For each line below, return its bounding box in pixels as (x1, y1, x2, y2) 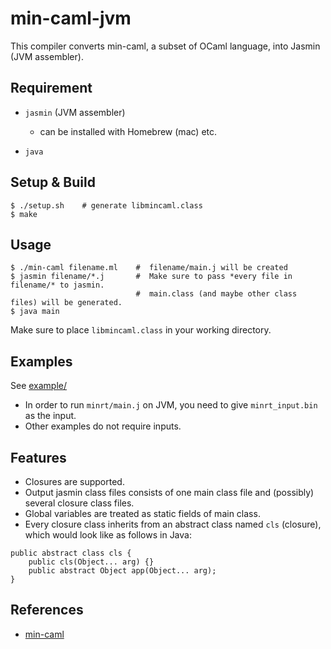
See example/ (10, 380, 68, 392)
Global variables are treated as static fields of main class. (24, 508, 261, 519)
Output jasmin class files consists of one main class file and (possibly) (24, 487, 315, 498)
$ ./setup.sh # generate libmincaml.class (10, 200, 203, 211)
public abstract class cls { (10, 548, 132, 558)
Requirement (10, 80, 93, 97)
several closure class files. (24, 497, 135, 509)
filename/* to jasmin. (10, 280, 105, 291)
